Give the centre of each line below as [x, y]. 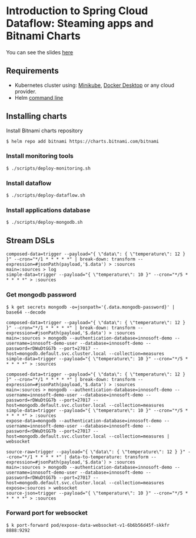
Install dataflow [29, 183]
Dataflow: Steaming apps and [80, 23]
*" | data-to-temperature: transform [102, 457]
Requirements [32, 71]
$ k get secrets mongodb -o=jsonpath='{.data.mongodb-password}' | [91, 307]
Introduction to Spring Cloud [77, 11]
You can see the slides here [40, 52]
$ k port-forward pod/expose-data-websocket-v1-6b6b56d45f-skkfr [88, 525]
